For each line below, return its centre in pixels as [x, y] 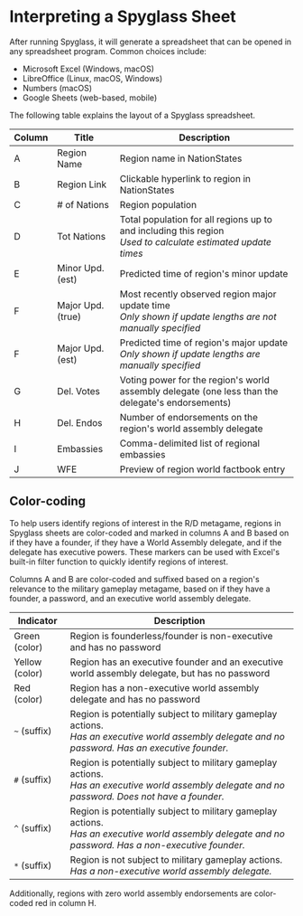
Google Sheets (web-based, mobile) [90, 98]
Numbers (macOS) [57, 88]
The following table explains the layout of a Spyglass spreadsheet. [132, 115]
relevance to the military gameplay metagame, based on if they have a [140, 589]
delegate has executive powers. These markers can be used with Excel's [145, 552]
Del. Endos [80, 422]
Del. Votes [79, 391]
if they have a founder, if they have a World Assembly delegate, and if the [146, 542]
